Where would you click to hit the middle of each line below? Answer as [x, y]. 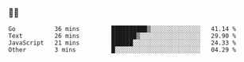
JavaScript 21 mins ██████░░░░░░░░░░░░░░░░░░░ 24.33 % [122, 43]
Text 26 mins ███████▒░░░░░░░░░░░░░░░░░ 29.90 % [122, 36]
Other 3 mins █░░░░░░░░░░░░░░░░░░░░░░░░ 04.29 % [122, 50]
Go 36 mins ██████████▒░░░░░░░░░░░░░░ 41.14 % [122, 29]
